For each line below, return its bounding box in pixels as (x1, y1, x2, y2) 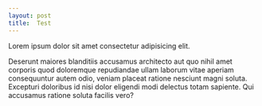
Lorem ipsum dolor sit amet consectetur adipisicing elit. (8, 41, 190, 50)
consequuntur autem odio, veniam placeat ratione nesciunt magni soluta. (8, 73, 248, 83)
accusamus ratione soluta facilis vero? (8, 90, 134, 100)
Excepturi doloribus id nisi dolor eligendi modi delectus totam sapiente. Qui (8, 81, 255, 92)
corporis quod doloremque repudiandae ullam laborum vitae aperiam (8, 65, 235, 74)
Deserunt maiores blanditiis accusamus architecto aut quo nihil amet (8, 57, 233, 66)
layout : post (8, 11, 52, 20)
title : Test (8, 19, 52, 27)
